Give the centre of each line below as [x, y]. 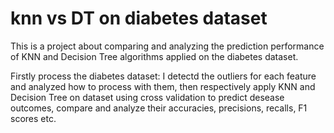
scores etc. [33, 118]
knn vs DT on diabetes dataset [139, 18]
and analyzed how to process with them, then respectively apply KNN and [163, 86]
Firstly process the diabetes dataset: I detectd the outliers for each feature [163, 76]
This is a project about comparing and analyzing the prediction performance [167, 46]
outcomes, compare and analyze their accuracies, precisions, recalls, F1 [159, 108]
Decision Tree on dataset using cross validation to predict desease [147, 97]
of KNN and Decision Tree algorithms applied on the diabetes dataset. [154, 56]
